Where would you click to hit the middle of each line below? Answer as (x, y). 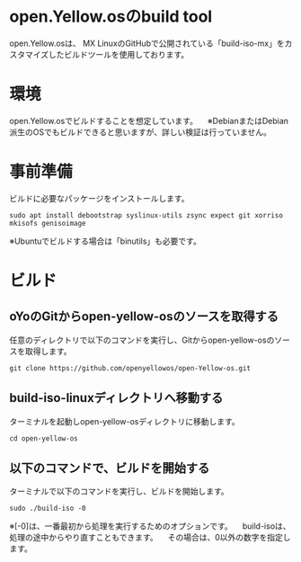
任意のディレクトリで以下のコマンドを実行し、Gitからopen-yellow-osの (142, 340)
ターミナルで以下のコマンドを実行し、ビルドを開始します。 (119, 491)
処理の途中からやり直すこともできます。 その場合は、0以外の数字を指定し (150, 538)
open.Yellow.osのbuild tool (111, 17)
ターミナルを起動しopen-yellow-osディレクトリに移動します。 (124, 421)
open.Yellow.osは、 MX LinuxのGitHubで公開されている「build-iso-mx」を (147, 43)
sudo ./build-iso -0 (48, 508)
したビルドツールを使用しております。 (119, 54)
